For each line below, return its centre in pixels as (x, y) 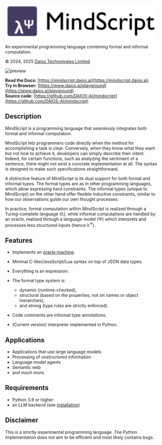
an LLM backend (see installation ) (46, 405)
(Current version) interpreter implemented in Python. (65, 325)
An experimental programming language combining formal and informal (77, 46)
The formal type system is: (39, 281)
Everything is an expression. (40, 271)
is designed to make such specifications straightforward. (62, 169)
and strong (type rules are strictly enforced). (64, 306)
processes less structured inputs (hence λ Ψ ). (50, 224)
